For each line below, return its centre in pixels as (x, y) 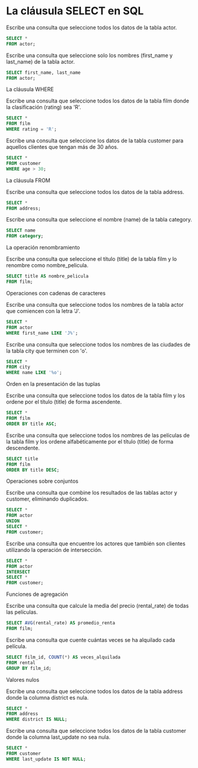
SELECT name (21, 230)
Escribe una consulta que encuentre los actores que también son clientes (96, 544)
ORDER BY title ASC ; (32, 424)
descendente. (23, 448)
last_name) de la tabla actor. (41, 61)
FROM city (18, 367)
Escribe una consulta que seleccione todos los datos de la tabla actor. (92, 27)
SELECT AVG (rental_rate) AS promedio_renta (61, 623)
